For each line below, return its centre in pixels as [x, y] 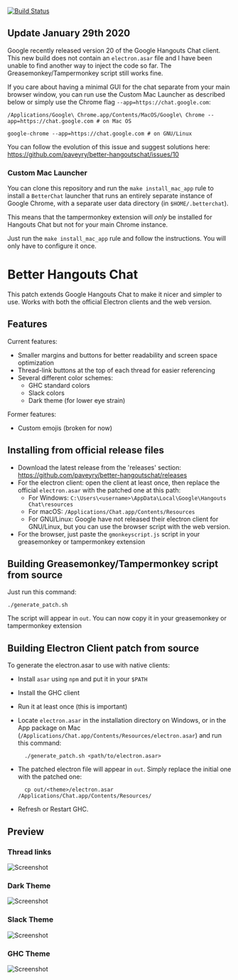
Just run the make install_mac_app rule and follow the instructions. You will [117, 239]
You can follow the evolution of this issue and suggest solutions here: [109, 146]
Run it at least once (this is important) [72, 706]
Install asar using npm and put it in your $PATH [82, 679]
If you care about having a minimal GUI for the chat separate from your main [119, 87]
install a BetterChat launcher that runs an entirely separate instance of [110, 196]
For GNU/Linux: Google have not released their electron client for [123, 519]
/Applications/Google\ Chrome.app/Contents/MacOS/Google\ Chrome [106, 115]
